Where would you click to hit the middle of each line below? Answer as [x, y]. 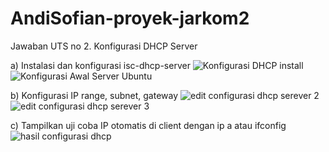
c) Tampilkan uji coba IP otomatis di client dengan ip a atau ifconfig [148, 125]
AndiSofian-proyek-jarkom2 [130, 18]
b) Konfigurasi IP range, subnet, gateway [94, 95]
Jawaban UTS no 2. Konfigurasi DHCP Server [104, 46]
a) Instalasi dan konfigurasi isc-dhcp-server [100, 65]
